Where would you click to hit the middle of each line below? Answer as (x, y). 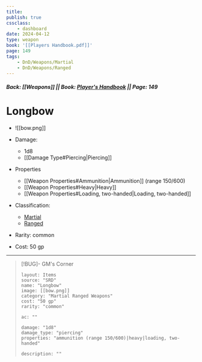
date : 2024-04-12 (28, 34)
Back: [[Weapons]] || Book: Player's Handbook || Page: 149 (82, 87)
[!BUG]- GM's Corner (47, 264)
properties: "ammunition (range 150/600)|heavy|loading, (94, 338)
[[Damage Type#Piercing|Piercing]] (68, 158)
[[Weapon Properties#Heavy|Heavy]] (70, 187)
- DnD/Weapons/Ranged (44, 68)
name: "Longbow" (41, 285)
